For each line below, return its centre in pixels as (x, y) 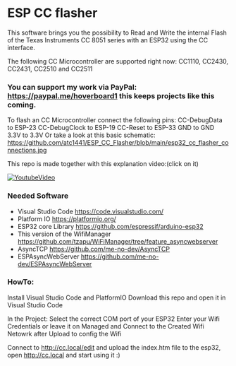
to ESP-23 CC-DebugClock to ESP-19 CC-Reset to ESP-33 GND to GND (111, 128)
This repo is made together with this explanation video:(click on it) (103, 164)
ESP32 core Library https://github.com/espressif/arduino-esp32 (110, 226)
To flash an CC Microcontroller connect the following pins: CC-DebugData (115, 120)
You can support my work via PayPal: (72, 87)
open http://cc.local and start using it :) (64, 355)
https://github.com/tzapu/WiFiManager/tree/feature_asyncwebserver (118, 241)
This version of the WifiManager (64, 234)
